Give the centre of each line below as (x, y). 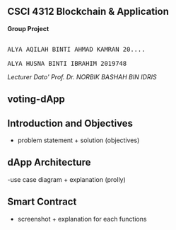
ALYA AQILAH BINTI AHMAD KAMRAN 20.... (76, 49)
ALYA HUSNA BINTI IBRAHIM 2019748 (67, 63)
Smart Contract (42, 202)
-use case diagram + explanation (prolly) (66, 179)
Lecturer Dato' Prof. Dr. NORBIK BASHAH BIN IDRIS (82, 76)
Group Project (28, 28)
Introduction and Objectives (70, 123)
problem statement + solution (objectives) (78, 140)
